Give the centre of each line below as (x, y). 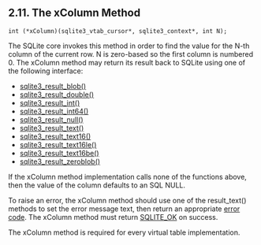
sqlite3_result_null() (52, 119)
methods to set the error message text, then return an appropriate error (124, 209)
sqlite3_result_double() (57, 95)
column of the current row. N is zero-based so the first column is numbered (131, 54)
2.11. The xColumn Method (74, 13)
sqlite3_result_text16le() (58, 144)
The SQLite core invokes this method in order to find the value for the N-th (129, 46)
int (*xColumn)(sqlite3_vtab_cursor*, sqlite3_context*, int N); (117, 31)
